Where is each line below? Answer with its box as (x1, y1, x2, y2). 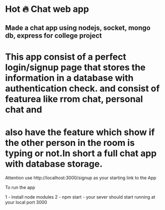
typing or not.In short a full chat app (5, 147, 157, 159)
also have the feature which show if (5, 127, 155, 138)
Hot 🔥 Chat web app (5, 3, 89, 15)
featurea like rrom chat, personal (5, 93, 143, 105)
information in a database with (5, 72, 134, 83)
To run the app (5, 184, 35, 190)
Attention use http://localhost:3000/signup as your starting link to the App (5, 175, 157, 181)
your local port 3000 (5, 199, 47, 205)
